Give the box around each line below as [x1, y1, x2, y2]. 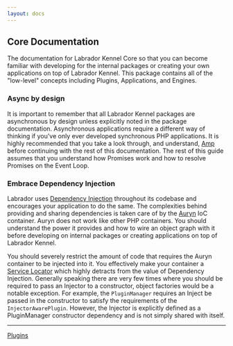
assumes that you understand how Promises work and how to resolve [7, 154, 207, 162]
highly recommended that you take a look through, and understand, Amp [7, 139, 215, 147]
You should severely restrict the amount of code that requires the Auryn [7, 252, 213, 261]
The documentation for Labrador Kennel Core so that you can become [7, 54, 208, 63]
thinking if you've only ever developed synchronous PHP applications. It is [7, 131, 219, 140]
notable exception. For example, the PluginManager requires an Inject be [7, 289, 212, 297]
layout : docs [7, 10, 45, 17]
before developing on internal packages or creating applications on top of [7, 231, 218, 240]
